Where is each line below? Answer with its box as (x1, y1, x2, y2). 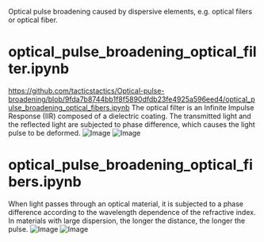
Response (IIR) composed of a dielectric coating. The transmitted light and (8, 111, 251, 121)
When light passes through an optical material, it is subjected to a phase (8, 198, 244, 209)
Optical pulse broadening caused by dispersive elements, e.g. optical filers (8, 7, 252, 16)
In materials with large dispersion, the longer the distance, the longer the (8, 216, 246, 225)
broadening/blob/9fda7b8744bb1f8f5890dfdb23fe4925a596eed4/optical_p (8, 94, 255, 104)
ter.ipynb (8, 60, 70, 78)
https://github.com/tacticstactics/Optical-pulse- (8, 86, 165, 95)
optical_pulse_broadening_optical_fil (8, 43, 257, 61)
